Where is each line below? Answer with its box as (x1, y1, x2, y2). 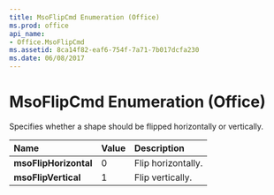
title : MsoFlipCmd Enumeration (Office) (9, 12, 161, 22)
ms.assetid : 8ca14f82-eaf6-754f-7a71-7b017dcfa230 (9, 46, 200, 55)
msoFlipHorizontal (13, 156, 93, 169)
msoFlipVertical (13, 171, 81, 184)
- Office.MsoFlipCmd (9, 37, 86, 47)
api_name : (9, 29, 46, 38)
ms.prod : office (9, 21, 69, 30)
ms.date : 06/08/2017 (9, 54, 86, 63)
